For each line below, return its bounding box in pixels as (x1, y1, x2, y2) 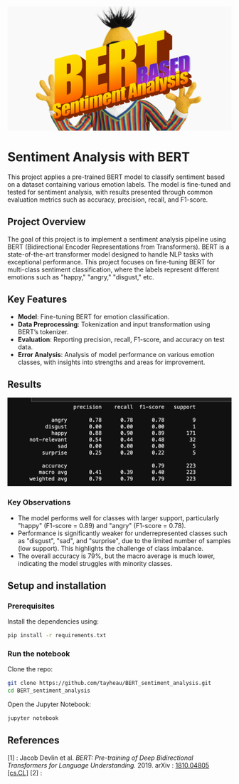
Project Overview (7, 216, 86, 228)
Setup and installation (7, 579, 107, 592)
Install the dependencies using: (7, 617, 100, 626)
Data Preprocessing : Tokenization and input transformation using (17, 320, 211, 329)
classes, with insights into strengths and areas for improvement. (17, 358, 206, 366)
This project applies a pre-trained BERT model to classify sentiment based (7, 172, 225, 181)
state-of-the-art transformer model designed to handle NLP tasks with (7, 249, 213, 259)
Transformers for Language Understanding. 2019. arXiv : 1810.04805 (7, 760, 210, 769)
